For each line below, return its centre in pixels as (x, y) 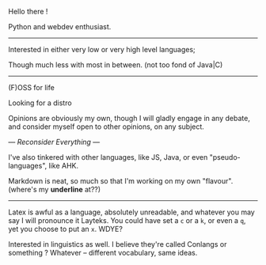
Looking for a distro (40, 103)
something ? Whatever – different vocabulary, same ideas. (103, 253)
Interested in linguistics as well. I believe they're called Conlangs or (118, 244)
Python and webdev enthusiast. (60, 26)
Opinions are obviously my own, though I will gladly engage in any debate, (129, 118)
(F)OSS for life (32, 87)
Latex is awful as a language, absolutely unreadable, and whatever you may (131, 212)
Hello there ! (28, 11)
